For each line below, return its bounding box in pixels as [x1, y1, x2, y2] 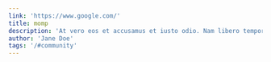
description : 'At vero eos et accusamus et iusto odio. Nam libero [8, 27, 240, 35]
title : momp [8, 19, 48, 27]
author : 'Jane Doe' [8, 34, 74, 43]
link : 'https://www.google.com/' [8, 11, 121, 20]
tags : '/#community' [8, 42, 78, 50]
